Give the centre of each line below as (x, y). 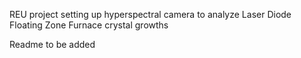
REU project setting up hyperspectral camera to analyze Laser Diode (150, 14)
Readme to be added (52, 44)
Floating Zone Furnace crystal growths (89, 25)
